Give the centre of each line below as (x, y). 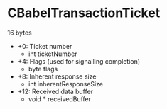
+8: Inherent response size (57, 76)
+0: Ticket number (45, 46)
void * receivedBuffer (59, 99)
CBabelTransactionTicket (84, 13)
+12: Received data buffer (55, 91)
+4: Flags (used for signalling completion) (79, 61)
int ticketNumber (53, 54)
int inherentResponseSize (66, 84)
